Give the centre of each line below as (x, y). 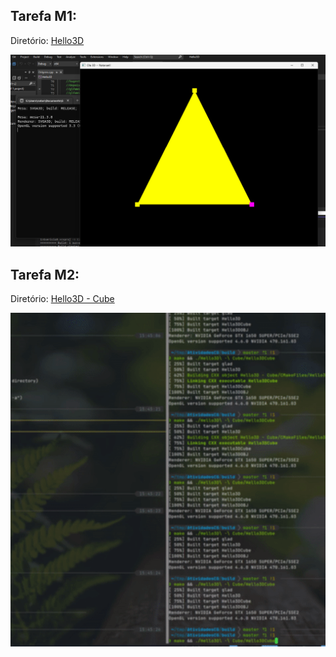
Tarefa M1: (43, 16)
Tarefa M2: (45, 274)
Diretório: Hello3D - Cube (62, 299)
